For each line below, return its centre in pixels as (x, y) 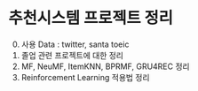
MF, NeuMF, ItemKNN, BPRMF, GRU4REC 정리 (105, 66)
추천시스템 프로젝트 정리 (91, 18)
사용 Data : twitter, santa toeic (75, 44)
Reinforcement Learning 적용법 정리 (85, 77)
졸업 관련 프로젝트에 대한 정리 (72, 55)
